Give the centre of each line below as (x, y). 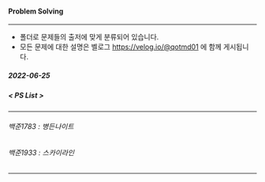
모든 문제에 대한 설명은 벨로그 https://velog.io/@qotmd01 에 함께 (121, 47)
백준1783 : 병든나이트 (41, 127)
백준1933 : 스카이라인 (41, 152)
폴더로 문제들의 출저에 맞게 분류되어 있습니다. (89, 37)
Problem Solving (36, 11)
